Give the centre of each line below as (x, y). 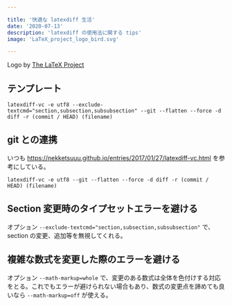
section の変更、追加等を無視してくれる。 (67, 235)
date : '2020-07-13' (35, 26)
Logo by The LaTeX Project (46, 65)
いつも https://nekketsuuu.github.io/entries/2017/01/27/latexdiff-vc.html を (113, 158)
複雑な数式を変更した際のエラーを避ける (93, 260)
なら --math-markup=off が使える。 (62, 295)
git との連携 (32, 140)
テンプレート (35, 88)
